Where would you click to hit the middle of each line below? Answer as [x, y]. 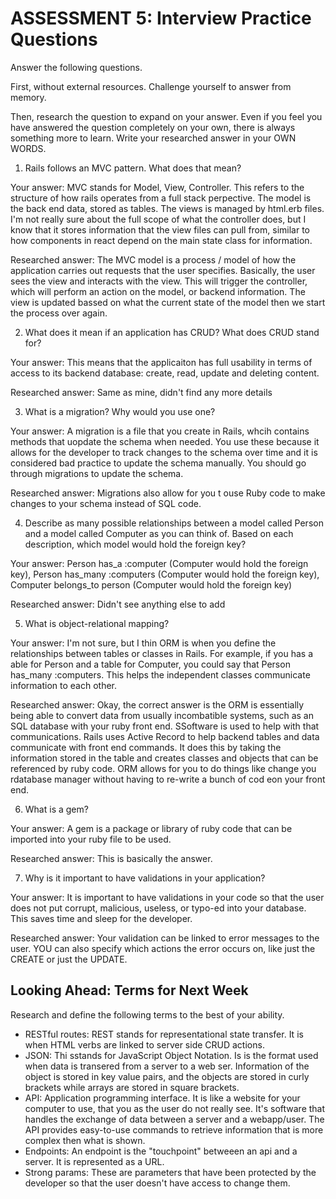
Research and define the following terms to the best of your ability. [147, 1014]
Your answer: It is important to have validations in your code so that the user [167, 897]
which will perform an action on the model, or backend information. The [158, 291]
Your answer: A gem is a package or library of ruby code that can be [151, 828]
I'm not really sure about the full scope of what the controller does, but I [158, 219]
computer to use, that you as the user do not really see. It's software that [175, 1108]
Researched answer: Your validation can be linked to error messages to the [165, 938]
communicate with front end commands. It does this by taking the [146, 747]
